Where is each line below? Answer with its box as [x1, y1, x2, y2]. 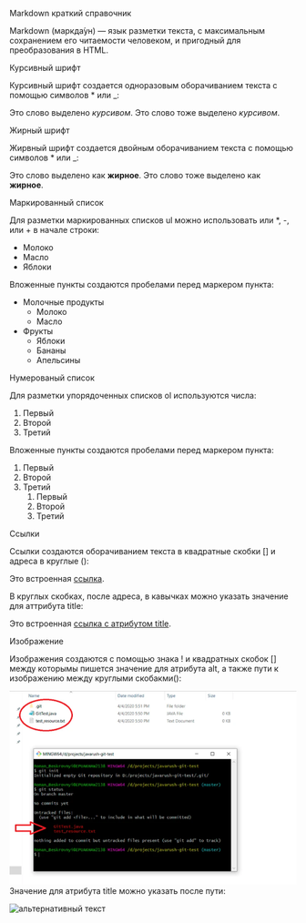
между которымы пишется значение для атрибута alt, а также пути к [9, 664, 280, 674]
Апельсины [36, 355, 81, 365]
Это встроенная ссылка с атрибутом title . [9, 618, 171, 629]
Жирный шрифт [9, 125, 70, 136]
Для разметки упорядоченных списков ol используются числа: [9, 390, 257, 401]
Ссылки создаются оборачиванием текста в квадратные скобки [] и [9, 546, 276, 556]
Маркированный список [9, 198, 105, 208]
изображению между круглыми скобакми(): [9, 673, 182, 684]
